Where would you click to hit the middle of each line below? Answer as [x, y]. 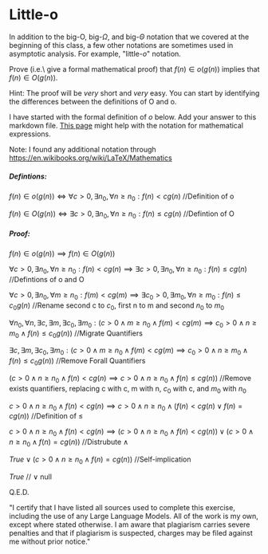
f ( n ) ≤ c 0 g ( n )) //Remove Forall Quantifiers [77, 362]
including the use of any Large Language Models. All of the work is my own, [134, 516]
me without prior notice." [50, 541]
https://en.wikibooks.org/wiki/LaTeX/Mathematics [91, 158]
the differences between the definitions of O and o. [93, 101]
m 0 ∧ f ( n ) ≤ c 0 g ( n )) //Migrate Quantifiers [76, 334]
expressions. [30, 134]
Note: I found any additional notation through [83, 149]
